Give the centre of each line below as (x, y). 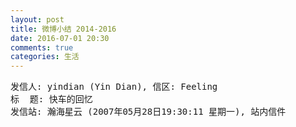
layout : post (37, 19)
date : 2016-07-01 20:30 (60, 38)
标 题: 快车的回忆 (51, 99)
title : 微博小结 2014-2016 (63, 29)
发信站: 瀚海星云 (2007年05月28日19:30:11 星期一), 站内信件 (148, 112)
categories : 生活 (45, 57)
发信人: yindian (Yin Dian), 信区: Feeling (114, 87)
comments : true (42, 47)
